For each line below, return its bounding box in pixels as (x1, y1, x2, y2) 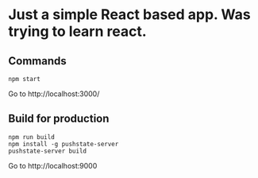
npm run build (8, 133, 56, 141)
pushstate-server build (8, 147, 87, 155)
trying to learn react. (8, 22, 147, 41)
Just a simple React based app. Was (8, 6, 252, 24)
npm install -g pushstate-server (8, 140, 119, 148)
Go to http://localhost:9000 (8, 161, 98, 170)
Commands (8, 54, 67, 68)
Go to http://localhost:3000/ (8, 89, 100, 99)
